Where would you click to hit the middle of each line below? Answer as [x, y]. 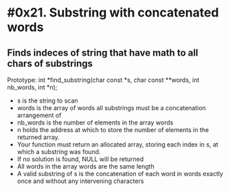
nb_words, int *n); [32, 87]
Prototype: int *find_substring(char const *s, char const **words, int [103, 80]
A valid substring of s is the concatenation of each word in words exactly [120, 174]
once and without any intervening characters [80, 181]
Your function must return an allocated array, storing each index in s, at [117, 145]
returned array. [38, 137]
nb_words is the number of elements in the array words [95, 122]
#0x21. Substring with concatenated [113, 13]
